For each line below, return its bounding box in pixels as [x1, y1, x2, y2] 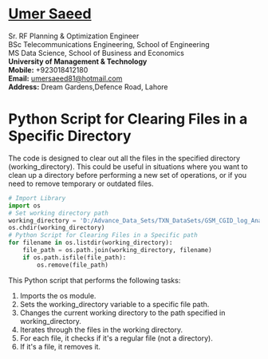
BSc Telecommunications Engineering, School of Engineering [8, 39, 210, 49]
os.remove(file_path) [37, 261, 109, 269]
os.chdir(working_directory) [8, 224, 105, 232]
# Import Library [8, 194, 66, 202]
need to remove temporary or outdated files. [8, 179, 154, 188]
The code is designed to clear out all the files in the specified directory [8, 153, 241, 163]
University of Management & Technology [8, 57, 148, 66]
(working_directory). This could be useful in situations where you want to [8, 161, 249, 172]
